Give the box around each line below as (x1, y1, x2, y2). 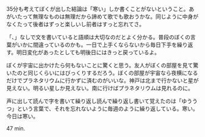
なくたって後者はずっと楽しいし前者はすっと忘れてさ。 (6, 21, 145, 27)
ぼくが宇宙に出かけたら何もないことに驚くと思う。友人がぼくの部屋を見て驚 (6, 61, 199, 69)
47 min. (6, 125, 26, 132)
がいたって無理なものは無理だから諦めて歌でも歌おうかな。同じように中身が (6, 13, 199, 20)
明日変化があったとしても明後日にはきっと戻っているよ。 (16, 49, 160, 56)
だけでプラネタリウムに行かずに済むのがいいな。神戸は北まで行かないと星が (6, 77, 199, 84)
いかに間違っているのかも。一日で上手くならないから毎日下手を (16, 41, 178, 48)
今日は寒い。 (6, 113, 38, 120)
